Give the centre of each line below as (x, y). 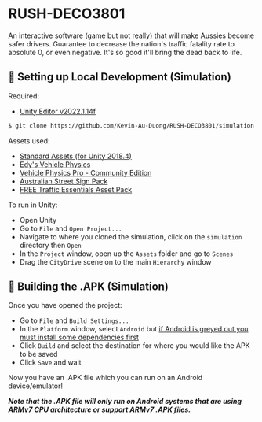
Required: (24, 96)
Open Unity (38, 220)
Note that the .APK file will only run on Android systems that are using (125, 402)
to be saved (38, 354)
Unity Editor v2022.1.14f (58, 111)
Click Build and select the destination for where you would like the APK (135, 346)
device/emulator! (36, 386)
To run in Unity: (33, 205)
